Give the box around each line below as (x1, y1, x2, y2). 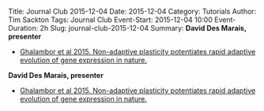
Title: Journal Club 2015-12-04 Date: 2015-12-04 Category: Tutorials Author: (8, 7, 257, 16)
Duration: (8, 24, 39, 32)
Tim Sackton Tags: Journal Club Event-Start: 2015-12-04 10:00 (8, 15, 213, 24)
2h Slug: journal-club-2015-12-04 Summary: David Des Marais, (40, 24, 247, 32)
